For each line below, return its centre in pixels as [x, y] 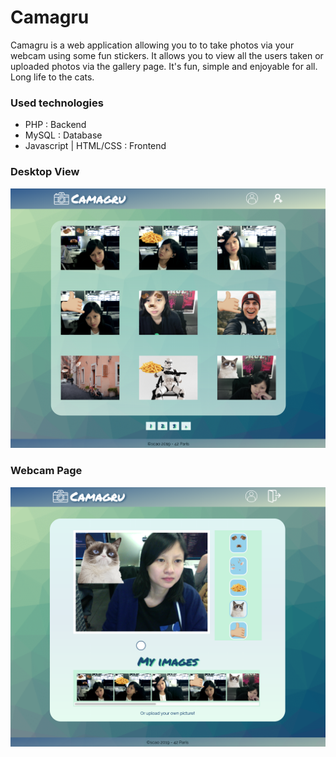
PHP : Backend [55, 125]
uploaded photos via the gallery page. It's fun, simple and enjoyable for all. [164, 66]
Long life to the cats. [52, 77]
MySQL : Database [63, 135]
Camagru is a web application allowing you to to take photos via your [152, 45]
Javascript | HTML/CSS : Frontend [95, 146]
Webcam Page [46, 471]
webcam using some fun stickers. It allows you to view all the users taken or [167, 55]
